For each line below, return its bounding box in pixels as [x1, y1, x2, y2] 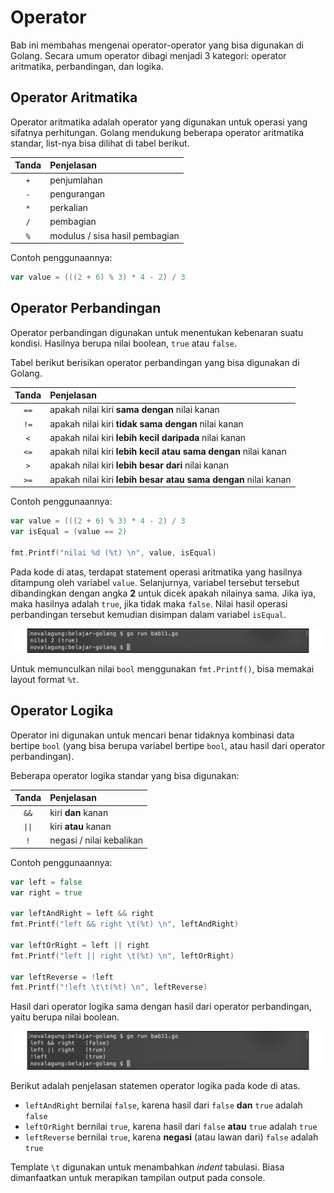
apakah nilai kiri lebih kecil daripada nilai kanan [49, 431, 247, 443]
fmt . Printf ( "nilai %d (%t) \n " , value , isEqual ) [10, 547, 217, 558]
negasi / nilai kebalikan [49, 834, 144, 846]
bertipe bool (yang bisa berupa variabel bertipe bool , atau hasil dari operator [10, 739, 326, 751]
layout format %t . [10, 674, 80, 686]
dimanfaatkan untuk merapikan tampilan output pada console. [10, 1172, 266, 1184]
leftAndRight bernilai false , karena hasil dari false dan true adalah [24, 1099, 303, 1111]
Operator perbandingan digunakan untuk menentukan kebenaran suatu [10, 326, 304, 338]
